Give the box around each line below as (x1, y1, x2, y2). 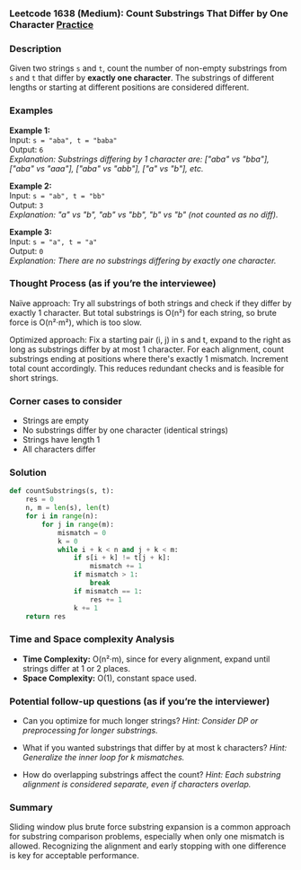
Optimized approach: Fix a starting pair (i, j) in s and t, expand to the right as (9, 334, 292, 345)
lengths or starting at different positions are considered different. (9, 82, 250, 92)
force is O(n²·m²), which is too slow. (9, 317, 142, 328)
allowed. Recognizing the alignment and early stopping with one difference (9, 840, 287, 851)
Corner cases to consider (9, 394, 123, 407)
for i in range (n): (25, 512, 99, 521)
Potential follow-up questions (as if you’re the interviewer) (9, 695, 270, 707)
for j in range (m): (41, 520, 115, 529)
